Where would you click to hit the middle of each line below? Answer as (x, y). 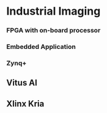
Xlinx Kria (25, 104)
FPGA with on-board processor (53, 31)
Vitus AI (22, 83)
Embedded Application (41, 47)
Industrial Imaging (53, 11)
